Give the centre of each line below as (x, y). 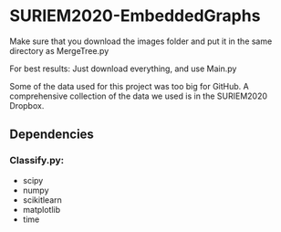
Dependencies (52, 135)
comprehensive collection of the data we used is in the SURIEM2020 (138, 96)
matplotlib (42, 209)
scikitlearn (42, 200)
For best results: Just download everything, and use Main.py (123, 69)
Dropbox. (27, 105)
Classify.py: (37, 161)
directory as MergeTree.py (59, 50)
